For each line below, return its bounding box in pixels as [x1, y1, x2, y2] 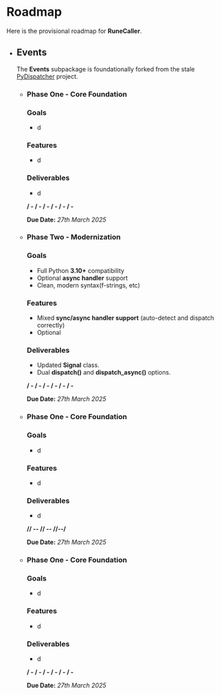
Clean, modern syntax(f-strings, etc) [36, 281, 141, 289]
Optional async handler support [36, 274, 128, 282]
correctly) [36, 321, 65, 329]
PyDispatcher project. [16, 72, 78, 80]
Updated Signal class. [36, 361, 100, 369]
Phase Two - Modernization [26, 233, 121, 242]
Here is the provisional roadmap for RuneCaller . [6, 27, 142, 35]
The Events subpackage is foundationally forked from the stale [16, 64, 195, 73]
